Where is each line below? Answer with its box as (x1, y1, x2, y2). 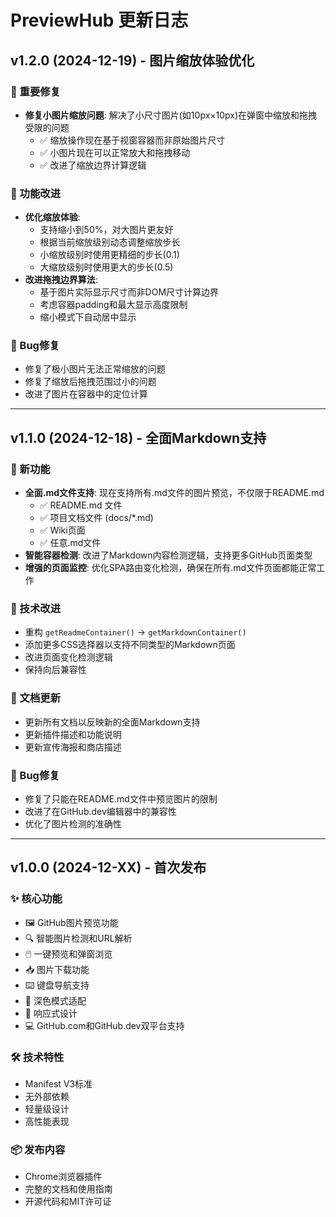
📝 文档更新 (10, 691, 62, 705)
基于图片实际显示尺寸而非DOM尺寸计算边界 (39, 286, 220, 298)
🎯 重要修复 (10, 84, 62, 98)
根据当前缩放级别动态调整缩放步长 (39, 236, 181, 248)
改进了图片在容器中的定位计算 (24, 388, 148, 400)
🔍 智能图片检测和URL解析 (24, 932, 133, 944)
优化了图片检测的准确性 (24, 818, 122, 830)
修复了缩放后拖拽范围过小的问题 (24, 376, 157, 388)
